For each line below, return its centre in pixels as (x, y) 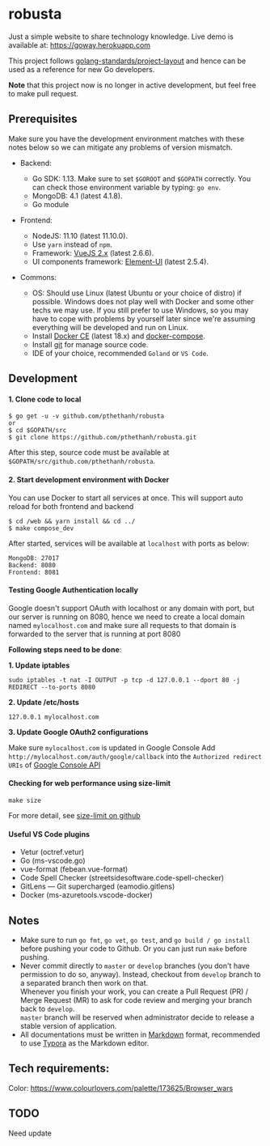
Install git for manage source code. (90, 344)
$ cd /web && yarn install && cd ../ (72, 521)
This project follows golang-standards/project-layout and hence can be (127, 61)
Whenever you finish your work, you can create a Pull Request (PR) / (134, 991)
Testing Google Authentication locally (74, 590)
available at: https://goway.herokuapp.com (80, 45)
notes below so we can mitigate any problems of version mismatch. (120, 147)
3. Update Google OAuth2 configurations (78, 732)
